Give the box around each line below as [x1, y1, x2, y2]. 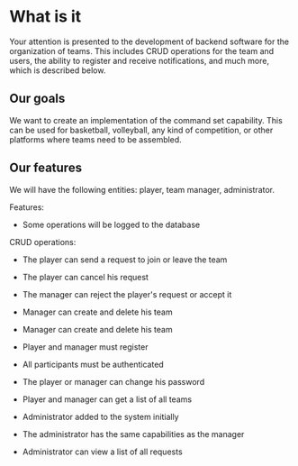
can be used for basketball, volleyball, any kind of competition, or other [9, 124, 274, 135]
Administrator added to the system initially [22, 411, 179, 422]
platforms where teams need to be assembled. [9, 133, 182, 145]
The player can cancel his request [22, 271, 149, 282]
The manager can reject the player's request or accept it [22, 288, 232, 299]
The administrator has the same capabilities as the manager [22, 428, 245, 439]
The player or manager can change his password [22, 376, 205, 387]
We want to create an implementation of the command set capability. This [9, 114, 284, 125]
